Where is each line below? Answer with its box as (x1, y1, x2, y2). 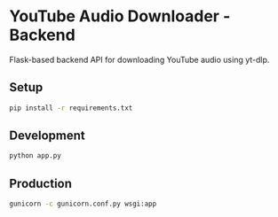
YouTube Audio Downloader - (9, 6, 231, 27)
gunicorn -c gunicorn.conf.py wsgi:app (9, 199, 157, 209)
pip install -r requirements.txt (9, 104, 133, 112)
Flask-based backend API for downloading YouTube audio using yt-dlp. (9, 54, 270, 65)
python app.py (9, 151, 62, 160)
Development (9, 128, 86, 143)
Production (9, 175, 73, 191)
